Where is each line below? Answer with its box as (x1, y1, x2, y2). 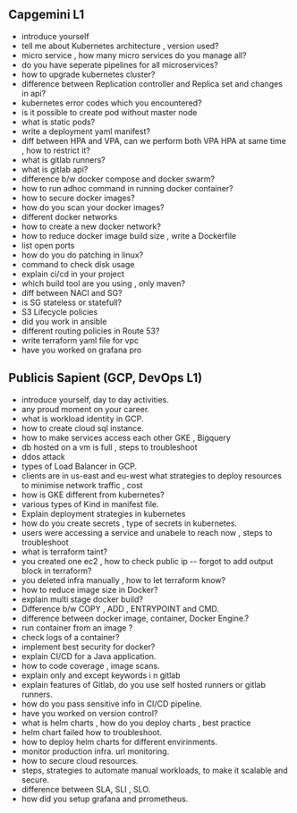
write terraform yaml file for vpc (21, 335, 140, 345)
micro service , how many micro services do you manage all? (21, 49, 247, 61)
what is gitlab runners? (21, 154, 106, 165)
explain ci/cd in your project (21, 268, 124, 279)
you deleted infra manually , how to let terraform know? (21, 574, 225, 585)
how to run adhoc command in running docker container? (21, 182, 233, 193)
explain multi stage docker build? (21, 594, 144, 605)
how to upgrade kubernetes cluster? (21, 69, 156, 80)
